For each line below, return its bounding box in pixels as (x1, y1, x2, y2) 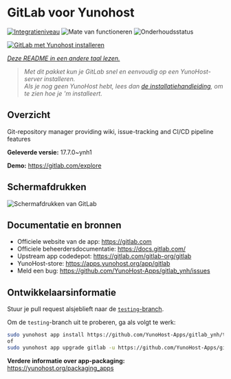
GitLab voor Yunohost (7, 5, 135, 21)
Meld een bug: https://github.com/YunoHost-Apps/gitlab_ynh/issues (16, 266, 211, 275)
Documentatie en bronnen (7, 219, 122, 231)
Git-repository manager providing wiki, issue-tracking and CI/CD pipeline (7, 127, 214, 135)
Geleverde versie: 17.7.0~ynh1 (7, 148, 93, 156)
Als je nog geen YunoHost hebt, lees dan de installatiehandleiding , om (23, 82, 223, 90)
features (7, 135, 31, 143)
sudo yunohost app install (7, 332, 85, 338)
